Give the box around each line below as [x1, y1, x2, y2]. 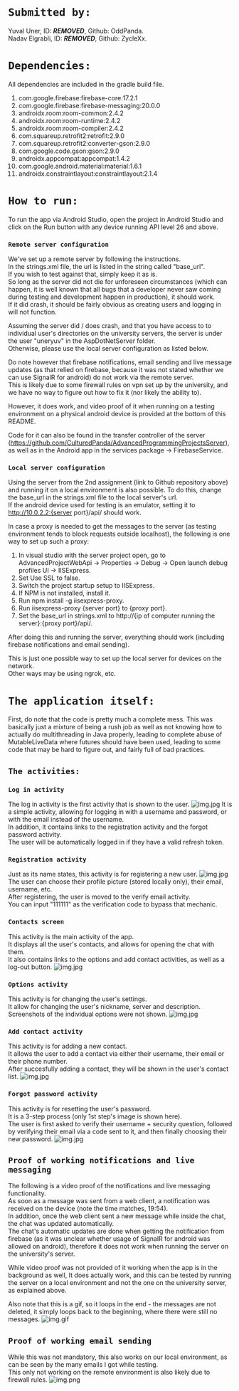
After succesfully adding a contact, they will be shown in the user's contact [8, 1064, 229, 1073]
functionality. [8, 1189, 47, 1197]
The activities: [8, 766, 80, 776]
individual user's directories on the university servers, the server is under [8, 329, 223, 338]
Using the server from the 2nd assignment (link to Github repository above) [8, 478, 228, 487]
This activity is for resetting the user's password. [8, 1104, 152, 1113]
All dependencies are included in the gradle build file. [8, 80, 164, 88]
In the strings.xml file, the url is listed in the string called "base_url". [8, 263, 206, 271]
